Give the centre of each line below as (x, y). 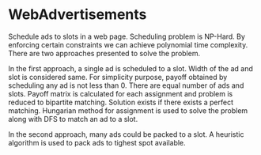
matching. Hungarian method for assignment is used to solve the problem (128, 110)
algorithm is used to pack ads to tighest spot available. (97, 142)
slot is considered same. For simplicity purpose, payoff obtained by (118, 77)
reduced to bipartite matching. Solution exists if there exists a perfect (121, 102)
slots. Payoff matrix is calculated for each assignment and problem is (121, 93)
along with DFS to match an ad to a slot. (73, 119)
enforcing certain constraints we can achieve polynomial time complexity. (128, 44)
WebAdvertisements (78, 15)
